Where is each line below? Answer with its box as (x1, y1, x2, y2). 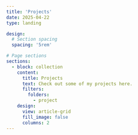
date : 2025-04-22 (6, 14, 50, 20)
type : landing (6, 20, 42, 26)
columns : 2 (22, 119, 50, 126)
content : (17, 70, 39, 76)
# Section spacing (11, 37, 58, 43)
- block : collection (11, 64, 63, 70)
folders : (28, 92, 50, 98)
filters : (22, 86, 44, 92)
